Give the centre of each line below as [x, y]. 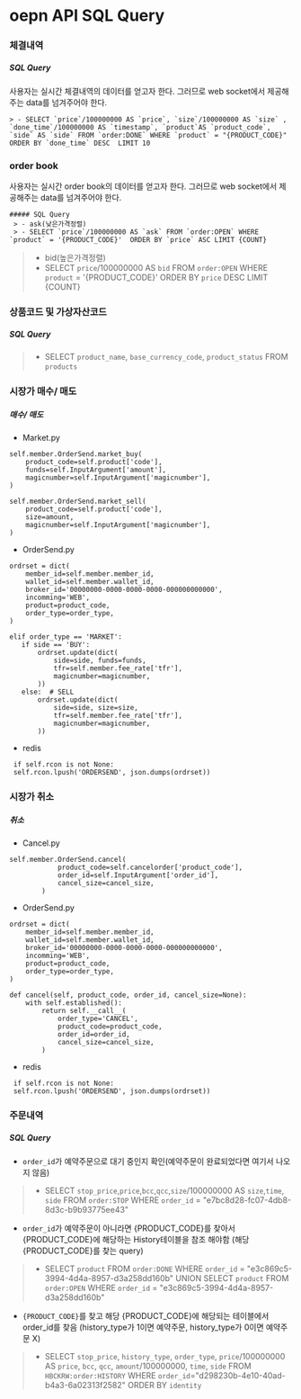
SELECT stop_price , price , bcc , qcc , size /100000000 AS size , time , [164, 1190]
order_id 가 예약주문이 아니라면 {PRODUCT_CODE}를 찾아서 [129, 1228]
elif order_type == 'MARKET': [66, 637]
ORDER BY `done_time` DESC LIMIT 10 [80, 143]
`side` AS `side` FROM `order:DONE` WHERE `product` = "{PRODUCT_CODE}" [148, 136]
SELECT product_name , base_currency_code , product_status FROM [167, 357]
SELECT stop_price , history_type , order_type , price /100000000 [165, 1356]
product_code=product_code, [110, 1027]
